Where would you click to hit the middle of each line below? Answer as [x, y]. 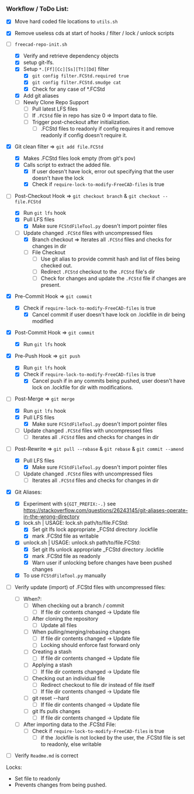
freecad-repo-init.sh [41, 45]
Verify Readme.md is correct [46, 756]
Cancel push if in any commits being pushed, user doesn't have [108, 381]
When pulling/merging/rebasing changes [81, 632]
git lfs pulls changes [56, 711]
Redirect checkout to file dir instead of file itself [98, 685]
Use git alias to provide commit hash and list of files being [110, 259]
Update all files [59, 625]
